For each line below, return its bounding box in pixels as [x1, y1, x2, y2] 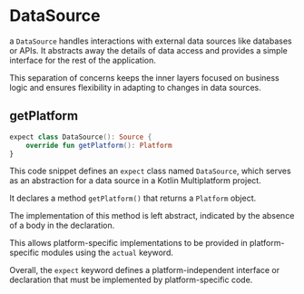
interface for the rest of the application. [9, 54, 157, 65]
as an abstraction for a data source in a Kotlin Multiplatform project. [9, 175, 261, 186]
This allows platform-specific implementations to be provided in [9, 238, 248, 249]
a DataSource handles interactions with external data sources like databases [9, 35, 292, 46]
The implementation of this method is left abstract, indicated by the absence [9, 211, 295, 221]
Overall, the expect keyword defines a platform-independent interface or [9, 265, 280, 276]
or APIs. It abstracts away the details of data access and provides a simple [9, 44, 288, 55]
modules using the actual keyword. [41, 247, 174, 259]
